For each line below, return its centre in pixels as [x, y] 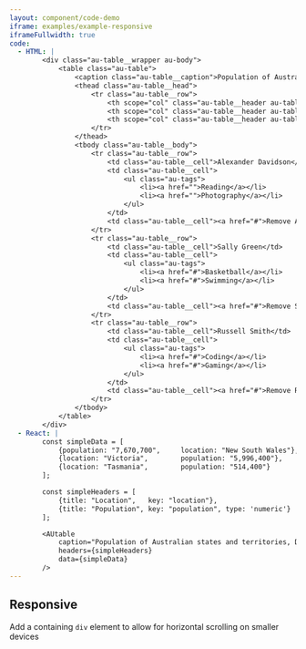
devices [24, 636]
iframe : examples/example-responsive [81, 26]
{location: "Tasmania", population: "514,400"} [164, 467]
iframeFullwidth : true [52, 35]
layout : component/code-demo [65, 18]
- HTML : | [36, 52]
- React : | [38, 433]
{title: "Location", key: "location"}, [138, 500]
